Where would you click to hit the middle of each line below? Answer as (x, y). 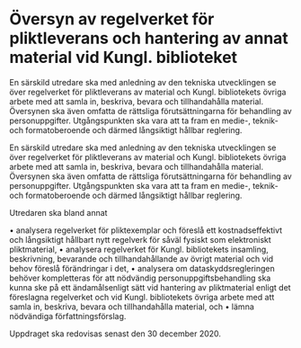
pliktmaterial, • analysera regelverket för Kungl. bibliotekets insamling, (139, 249)
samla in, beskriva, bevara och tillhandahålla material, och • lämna (132, 307)
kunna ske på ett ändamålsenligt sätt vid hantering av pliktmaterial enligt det (150, 287)
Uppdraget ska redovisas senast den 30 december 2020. (115, 334)
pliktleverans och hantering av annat (149, 38)
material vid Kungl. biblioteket (124, 58)
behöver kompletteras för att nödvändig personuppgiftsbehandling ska (140, 278)
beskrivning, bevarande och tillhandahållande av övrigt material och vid (142, 259)
